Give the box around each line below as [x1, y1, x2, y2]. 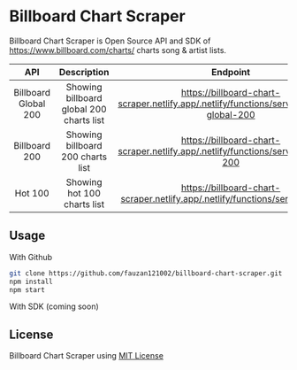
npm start [9, 285, 46, 294]
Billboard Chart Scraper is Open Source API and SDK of [9, 35, 211, 46]
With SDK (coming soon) [9, 301, 99, 312]
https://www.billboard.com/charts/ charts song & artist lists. [9, 44, 227, 55]
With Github [9, 251, 53, 262]
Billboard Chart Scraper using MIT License [9, 351, 164, 361]
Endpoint [211, 66, 250, 78]
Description [58, 66, 110, 78]
